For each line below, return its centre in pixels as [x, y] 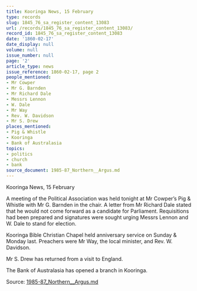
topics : [16, 148]
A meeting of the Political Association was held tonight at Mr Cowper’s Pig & [98, 199]
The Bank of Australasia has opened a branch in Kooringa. [77, 270]
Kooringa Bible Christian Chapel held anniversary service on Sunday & [91, 235]
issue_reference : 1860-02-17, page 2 [52, 72]
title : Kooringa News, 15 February [50, 11]
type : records [24, 17]
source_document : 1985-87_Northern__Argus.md [63, 171]
